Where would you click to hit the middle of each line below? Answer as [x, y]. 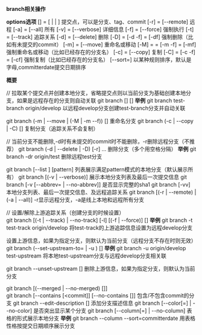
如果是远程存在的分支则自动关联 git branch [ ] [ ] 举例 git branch [94, 101]
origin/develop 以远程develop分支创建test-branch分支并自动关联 [105, 108]
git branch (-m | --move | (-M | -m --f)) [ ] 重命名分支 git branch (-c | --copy [100, 121]
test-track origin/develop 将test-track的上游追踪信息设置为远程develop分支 [99, 228]
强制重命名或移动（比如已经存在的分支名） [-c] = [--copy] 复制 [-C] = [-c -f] [101, 52]
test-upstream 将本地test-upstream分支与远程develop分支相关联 [87, 256]
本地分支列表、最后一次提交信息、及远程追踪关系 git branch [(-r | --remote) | [101, 192]
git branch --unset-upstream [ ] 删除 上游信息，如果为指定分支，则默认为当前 [101, 269]
